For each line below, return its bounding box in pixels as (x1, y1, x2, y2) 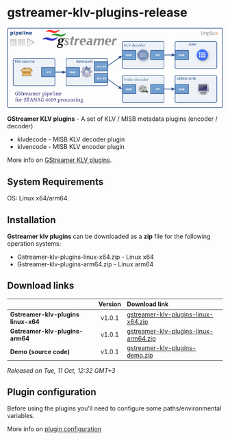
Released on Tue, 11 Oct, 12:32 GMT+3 (7, 366, 116, 375)
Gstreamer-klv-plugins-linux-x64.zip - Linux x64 (16, 253, 154, 262)
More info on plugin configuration (7, 425, 101, 433)
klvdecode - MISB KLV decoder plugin (16, 135, 125, 143)
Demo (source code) (10, 347, 71, 356)
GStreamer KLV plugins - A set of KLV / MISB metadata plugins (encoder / (7, 115, 218, 123)
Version (98, 300, 122, 308)
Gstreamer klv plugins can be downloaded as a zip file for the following (7, 232, 211, 241)
